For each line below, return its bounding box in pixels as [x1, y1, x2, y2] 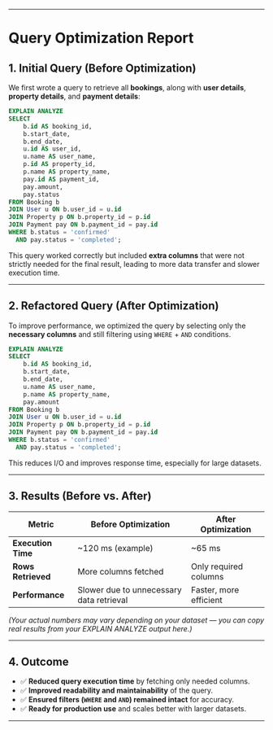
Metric [28, 518, 54, 530]
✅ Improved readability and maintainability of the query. [19, 685, 214, 696]
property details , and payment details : [8, 91, 141, 101]
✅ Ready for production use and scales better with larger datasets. [19, 704, 247, 714]
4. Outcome [8, 655, 69, 669]
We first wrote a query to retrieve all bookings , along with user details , [8, 83, 246, 92]
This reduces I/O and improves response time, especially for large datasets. [8, 457, 262, 468]
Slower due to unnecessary [77, 584, 183, 595]
